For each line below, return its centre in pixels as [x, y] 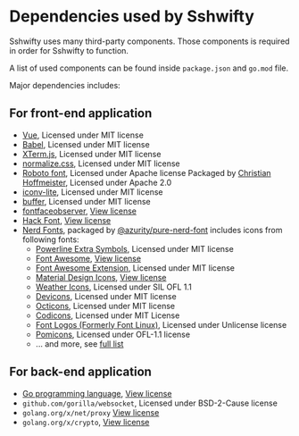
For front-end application [81, 113]
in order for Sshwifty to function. [69, 50]
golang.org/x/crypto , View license [86, 422]
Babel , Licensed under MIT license [86, 144]
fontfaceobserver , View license [79, 211]
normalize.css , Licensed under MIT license [101, 163]
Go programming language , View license [97, 393]
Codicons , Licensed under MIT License [108, 315]
